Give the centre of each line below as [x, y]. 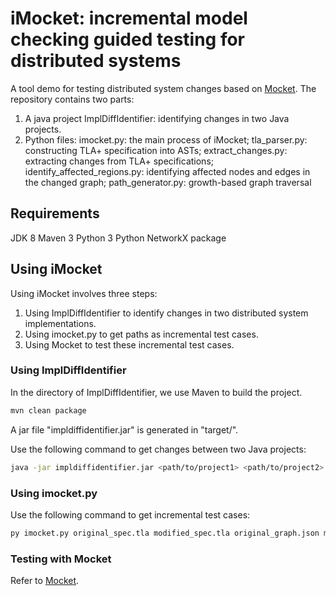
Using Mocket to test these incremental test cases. [129, 344]
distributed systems [96, 61]
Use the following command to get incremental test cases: [130, 514]
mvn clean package [48, 410]
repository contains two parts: [72, 99]
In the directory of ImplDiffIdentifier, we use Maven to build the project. [156, 392]
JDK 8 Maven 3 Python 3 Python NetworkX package [118, 238]
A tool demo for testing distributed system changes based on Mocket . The [163, 88]
